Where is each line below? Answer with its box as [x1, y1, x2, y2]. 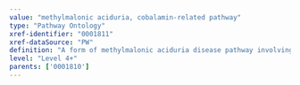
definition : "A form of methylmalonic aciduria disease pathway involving [9, 46, 294, 55]
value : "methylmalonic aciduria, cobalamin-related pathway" [9, 12, 242, 22]
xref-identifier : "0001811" [9, 29, 114, 38]
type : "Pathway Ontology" [9, 21, 105, 30]
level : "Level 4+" [9, 54, 78, 63]
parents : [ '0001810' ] [9, 63, 90, 72]
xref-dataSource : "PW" [9, 37, 94, 47]
